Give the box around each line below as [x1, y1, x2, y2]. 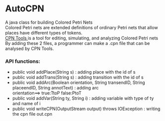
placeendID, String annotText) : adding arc [12, 85, 99, 91]
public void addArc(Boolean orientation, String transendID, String [12, 80, 145, 85]
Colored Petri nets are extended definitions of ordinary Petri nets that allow [5, 24, 158, 30]
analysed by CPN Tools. [5, 45, 54, 51]
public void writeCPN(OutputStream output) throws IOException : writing [12, 106, 161, 112]
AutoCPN [5, 3, 45, 14]
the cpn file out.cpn [12, 111, 53, 117]
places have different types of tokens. [5, 30, 83, 36]
